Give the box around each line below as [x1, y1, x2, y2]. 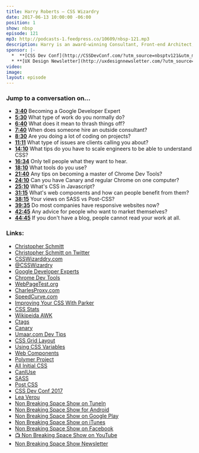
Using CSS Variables [14, 343, 65, 350]
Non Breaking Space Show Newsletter [14, 440, 108, 447]
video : [6, 63, 23, 70]
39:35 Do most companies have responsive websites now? [14, 202, 160, 209]
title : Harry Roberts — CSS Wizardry [6, 8, 99, 15]
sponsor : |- [6, 47, 36, 53]
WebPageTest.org [14, 280, 59, 287]
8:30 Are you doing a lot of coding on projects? [14, 132, 131, 140]
